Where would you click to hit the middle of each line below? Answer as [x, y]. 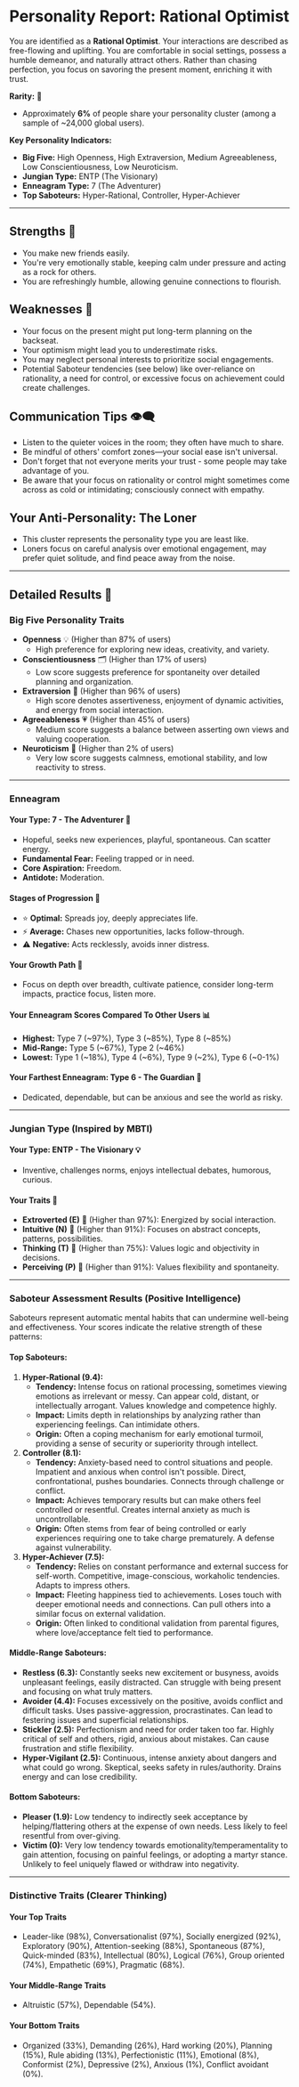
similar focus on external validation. [101, 1613]
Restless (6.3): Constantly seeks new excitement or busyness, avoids [150, 1672]
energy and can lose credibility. [80, 1776]
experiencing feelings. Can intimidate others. [117, 1424]
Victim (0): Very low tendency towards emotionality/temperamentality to [155, 1846]
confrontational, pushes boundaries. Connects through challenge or [160, 1481]
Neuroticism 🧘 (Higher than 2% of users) [98, 748]
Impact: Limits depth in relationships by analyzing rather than [148, 1415]
